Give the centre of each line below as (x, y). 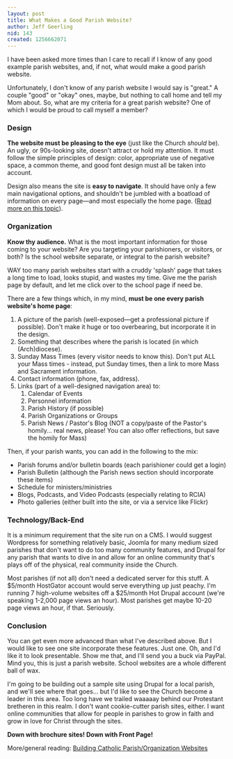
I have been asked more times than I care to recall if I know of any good (110, 59)
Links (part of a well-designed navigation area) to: (89, 386)
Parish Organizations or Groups (73, 415)
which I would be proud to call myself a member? (78, 110)
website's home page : (40, 306)
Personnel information (59, 401)
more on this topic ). (35, 208)
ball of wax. (24, 670)
